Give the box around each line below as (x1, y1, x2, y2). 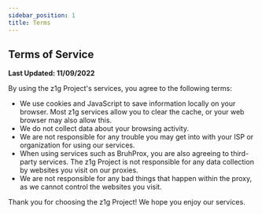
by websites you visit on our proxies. (19, 165, 139, 175)
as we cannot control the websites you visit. (19, 182, 163, 192)
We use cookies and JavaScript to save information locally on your (19, 99, 236, 108)
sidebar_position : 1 (8, 11, 76, 20)
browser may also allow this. (19, 115, 113, 125)
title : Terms (8, 19, 51, 27)
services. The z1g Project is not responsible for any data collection (39, 158, 254, 167)
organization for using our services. (19, 140, 135, 150)
